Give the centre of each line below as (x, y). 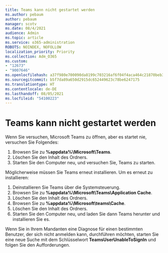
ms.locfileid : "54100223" (32, 98)
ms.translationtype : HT (30, 84)
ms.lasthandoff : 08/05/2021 (34, 94)
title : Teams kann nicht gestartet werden (50, 10)
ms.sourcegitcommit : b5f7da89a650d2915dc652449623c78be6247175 (72, 80)
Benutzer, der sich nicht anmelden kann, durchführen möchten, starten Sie (82, 234)
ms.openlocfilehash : (27, 75)
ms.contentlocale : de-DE (31, 89)
